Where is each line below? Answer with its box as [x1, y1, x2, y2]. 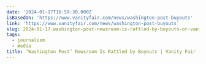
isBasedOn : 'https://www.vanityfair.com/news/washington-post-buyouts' [6, 15, 193, 21]
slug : [6, 26, 20, 32]
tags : [6, 32, 20, 38]
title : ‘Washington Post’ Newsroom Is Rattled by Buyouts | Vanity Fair [6, 49, 196, 55]
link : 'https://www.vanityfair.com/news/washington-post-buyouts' [6, 20, 180, 26]
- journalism [12, 37, 45, 43]
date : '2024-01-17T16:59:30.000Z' [6, 9, 95, 15]
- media [12, 43, 32, 49]
